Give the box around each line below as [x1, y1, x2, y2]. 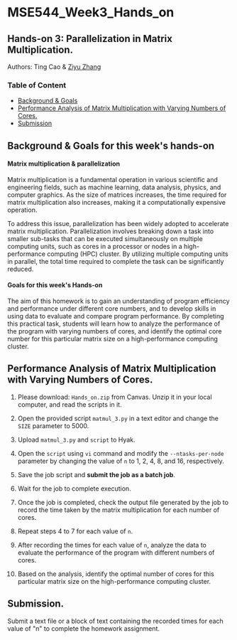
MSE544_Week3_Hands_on [7, 4, 175, 21]
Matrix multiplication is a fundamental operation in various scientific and [7, 175, 219, 183]
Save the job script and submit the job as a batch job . [17, 470, 176, 479]
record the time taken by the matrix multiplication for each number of [17, 506, 220, 514]
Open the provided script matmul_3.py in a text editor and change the [17, 414, 219, 422]
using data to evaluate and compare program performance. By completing [7, 312, 225, 321]
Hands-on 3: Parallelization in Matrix [7, 33, 172, 45]
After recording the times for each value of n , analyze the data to [17, 540, 207, 549]
